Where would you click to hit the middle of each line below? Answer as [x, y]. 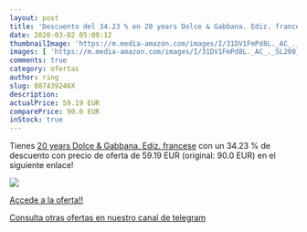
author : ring [34, 78]
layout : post [34, 18]
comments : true [38, 60]
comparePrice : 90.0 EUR [55, 111]
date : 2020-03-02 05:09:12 [61, 35]
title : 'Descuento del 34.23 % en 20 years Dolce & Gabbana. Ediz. [141, 26]
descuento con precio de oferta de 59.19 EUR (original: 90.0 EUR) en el [143, 155]
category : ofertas [44, 69]
